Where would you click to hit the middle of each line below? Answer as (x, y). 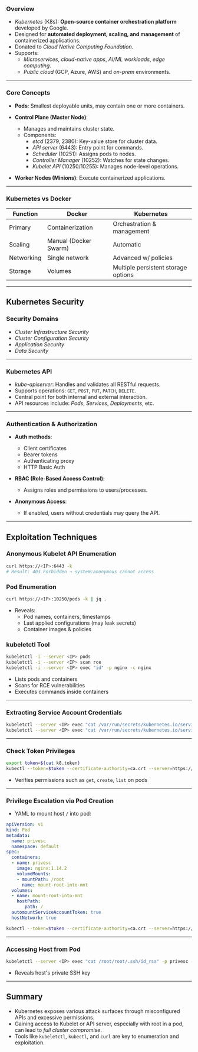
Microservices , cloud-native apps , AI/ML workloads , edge (94, 59)
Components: (40, 135)
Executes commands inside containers (62, 691)
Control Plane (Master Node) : (51, 117)
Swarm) (58, 248)
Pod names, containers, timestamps (67, 616)
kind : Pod (18, 830)
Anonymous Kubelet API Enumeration (61, 554)
